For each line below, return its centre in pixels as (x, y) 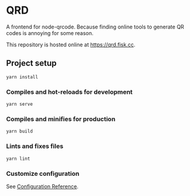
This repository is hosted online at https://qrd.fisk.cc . (71, 45)
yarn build (20, 131)
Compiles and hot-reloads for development (70, 91)
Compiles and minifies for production (61, 119)
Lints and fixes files (35, 146)
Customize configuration (43, 173)
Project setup (32, 63)
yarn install (22, 77)
